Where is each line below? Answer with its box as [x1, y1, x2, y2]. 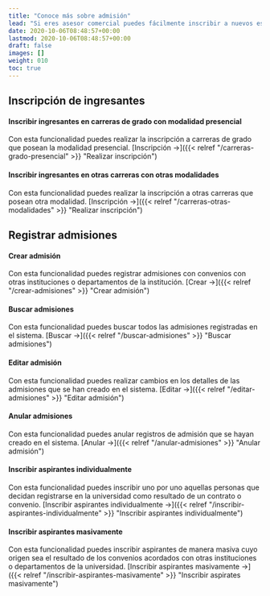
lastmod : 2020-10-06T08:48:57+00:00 [8, 34, 131, 43]
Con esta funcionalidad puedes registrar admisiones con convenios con [8, 269, 247, 279]
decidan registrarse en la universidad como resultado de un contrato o [8, 490, 242, 500]
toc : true [8, 64, 42, 72]
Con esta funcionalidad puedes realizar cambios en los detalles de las [8, 375, 240, 385]
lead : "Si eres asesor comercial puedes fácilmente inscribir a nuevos [8, 19, 253, 27]
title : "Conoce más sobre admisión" [8, 11, 131, 20]
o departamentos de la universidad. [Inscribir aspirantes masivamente [8, 561, 239, 572]
